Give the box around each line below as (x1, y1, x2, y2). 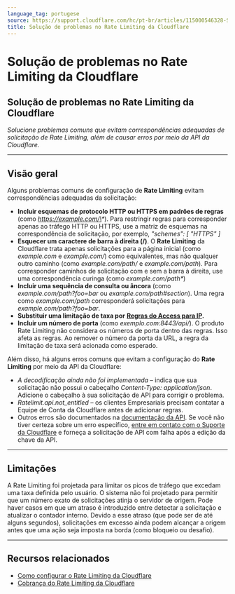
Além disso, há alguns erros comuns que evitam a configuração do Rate (7, 355, 215, 363)
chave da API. (17, 436, 58, 444)
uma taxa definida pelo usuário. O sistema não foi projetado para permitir (7, 489, 218, 497)
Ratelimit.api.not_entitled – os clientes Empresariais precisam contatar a (17, 398, 225, 407)
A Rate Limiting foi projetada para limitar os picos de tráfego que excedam (7, 481, 222, 490)
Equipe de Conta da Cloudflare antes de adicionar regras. (17, 406, 183, 414)
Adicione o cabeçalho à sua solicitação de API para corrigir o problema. (17, 391, 225, 400)
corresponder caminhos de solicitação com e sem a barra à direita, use (17, 267, 223, 276)
